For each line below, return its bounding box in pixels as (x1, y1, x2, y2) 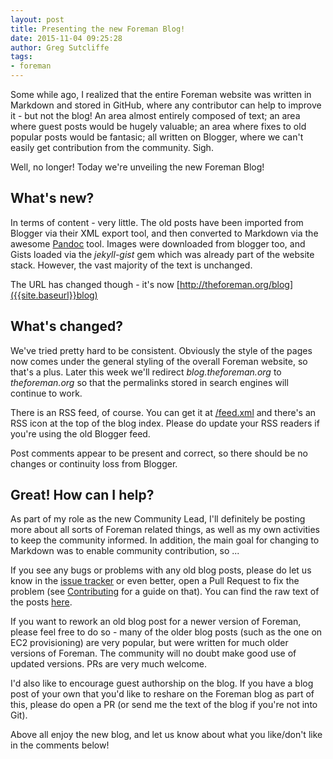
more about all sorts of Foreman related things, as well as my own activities (10, 524, 320, 536)
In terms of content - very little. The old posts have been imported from (10, 216, 304, 228)
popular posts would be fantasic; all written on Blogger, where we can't (10, 131, 304, 143)
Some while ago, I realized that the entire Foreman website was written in (10, 89, 312, 100)
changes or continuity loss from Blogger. (10, 457, 178, 470)
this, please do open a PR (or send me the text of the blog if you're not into (10, 699, 318, 711)
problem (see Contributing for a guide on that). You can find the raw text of (10, 586, 320, 598)
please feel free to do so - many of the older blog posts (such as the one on (10, 626, 323, 638)
